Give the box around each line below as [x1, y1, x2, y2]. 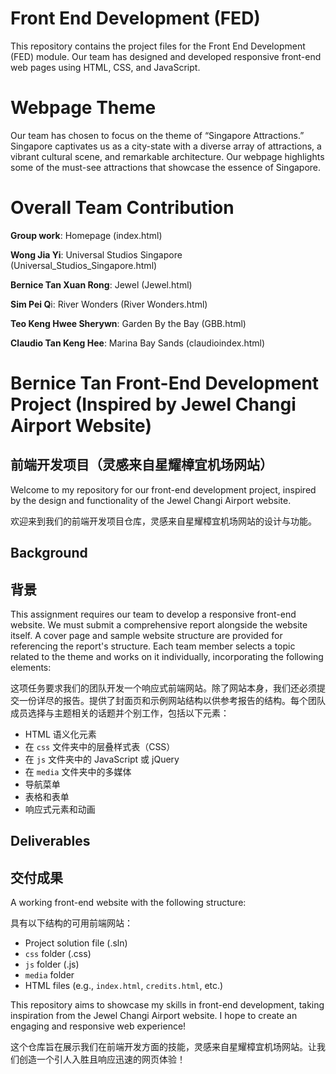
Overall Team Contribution [10, 197, 235, 219]
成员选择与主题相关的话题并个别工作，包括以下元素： [10, 707, 230, 719]
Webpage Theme [10, 97, 157, 119]
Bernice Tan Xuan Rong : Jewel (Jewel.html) [10, 278, 193, 291]
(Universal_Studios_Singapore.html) [10, 259, 158, 271]
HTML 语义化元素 [24, 728, 97, 741]
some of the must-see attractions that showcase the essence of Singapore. [10, 161, 322, 173]
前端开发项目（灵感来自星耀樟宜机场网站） [10, 457, 273, 474]
